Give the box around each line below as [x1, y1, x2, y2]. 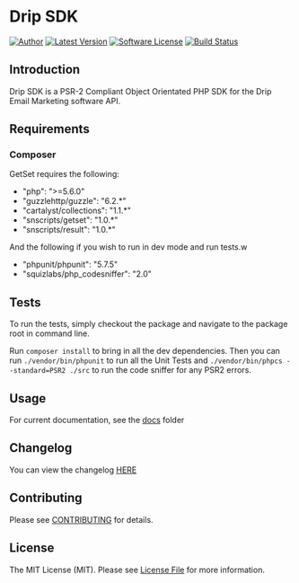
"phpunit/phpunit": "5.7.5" [22, 259, 119, 270]
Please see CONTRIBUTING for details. [9, 514, 154, 525]
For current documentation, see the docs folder [9, 415, 185, 426]
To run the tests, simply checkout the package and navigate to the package [9, 319, 288, 330]
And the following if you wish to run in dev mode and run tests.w [9, 242, 248, 252]
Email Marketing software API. [9, 95, 121, 106]
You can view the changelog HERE [9, 464, 137, 475]
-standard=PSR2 [9, 367, 66, 375]
